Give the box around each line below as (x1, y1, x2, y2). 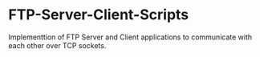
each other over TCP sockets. (8, 40, 107, 50)
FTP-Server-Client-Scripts (8, 6, 189, 24)
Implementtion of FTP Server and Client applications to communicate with (8, 32, 253, 42)
